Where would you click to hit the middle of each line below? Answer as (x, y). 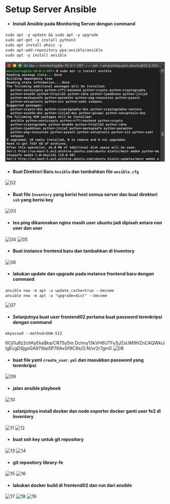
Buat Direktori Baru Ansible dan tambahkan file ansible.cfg (76, 172)
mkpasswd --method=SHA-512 (34, 333)
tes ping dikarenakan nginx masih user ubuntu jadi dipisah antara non (87, 222)
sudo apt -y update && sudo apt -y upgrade (52, 35)
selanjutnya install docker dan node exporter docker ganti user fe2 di (87, 411)
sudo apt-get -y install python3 (40, 40)
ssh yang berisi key (33, 199)
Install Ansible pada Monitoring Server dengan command (74, 23)
